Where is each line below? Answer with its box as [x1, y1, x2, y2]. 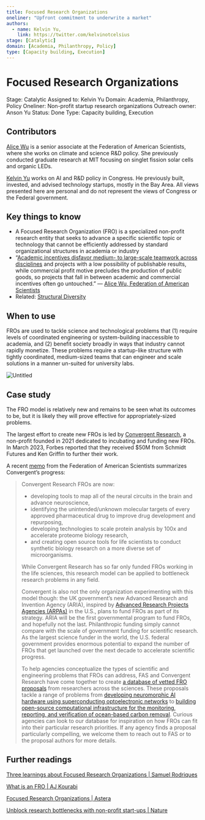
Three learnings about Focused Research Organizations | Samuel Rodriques [6, 771, 198, 778]
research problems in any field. [21, 576, 100, 583]
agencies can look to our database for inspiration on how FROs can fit [21, 717, 198, 724]
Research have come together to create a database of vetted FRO [21, 678, 188, 685]
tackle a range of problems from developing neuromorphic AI [21, 691, 176, 698]
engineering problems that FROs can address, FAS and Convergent [21, 671, 191, 679]
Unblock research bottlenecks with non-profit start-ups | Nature [6, 806, 168, 814]
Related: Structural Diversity [15, 293, 86, 301]
